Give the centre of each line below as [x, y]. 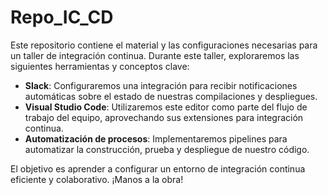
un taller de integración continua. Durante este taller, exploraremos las [155, 55]
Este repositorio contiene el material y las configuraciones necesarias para [164, 45]
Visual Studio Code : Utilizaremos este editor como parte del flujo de [166, 107]
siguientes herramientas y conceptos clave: [100, 66]
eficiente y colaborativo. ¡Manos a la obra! [97, 179]
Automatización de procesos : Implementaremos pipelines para [156, 138]
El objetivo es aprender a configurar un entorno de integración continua [158, 168]
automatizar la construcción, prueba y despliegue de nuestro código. [167, 149]
